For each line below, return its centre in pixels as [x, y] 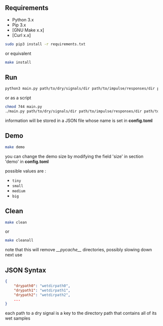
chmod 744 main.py [24, 107]
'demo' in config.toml [27, 161]
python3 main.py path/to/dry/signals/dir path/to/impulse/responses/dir [80, 89]
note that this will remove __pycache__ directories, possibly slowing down [78, 250]
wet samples [18, 318]
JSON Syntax [25, 270]
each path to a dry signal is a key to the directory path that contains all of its [81, 313]
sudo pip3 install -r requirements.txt [45, 44]
